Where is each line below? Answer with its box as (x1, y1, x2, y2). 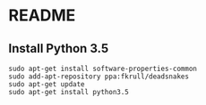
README (8, 5, 76, 26)
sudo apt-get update (8, 80, 86, 89)
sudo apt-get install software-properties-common (8, 64, 198, 73)
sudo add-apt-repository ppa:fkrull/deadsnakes (8, 72, 190, 81)
